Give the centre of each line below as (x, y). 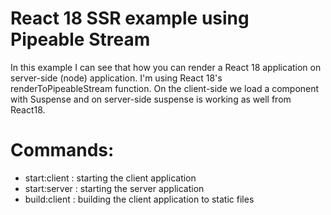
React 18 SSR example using (130, 18)
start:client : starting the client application (110, 178)
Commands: (62, 150)
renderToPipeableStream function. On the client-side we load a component (165, 88)
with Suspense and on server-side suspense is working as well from (151, 99)
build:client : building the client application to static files (139, 199)
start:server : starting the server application (114, 188)
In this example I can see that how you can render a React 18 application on (166, 67)
